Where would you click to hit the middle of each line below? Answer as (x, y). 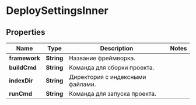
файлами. (83, 84)
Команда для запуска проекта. (113, 94)
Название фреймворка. (102, 58)
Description (117, 48)
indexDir (21, 81)
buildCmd (23, 68)
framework (25, 58)
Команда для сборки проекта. (112, 68)
